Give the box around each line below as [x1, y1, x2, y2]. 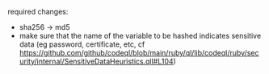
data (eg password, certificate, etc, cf [19, 39, 145, 49]
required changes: [7, 7, 69, 16]
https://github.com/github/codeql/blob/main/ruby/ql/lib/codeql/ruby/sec [19, 48, 259, 57]
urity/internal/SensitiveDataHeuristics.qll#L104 [19, 56, 174, 66]
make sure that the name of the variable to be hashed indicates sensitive [19, 31, 262, 40]
